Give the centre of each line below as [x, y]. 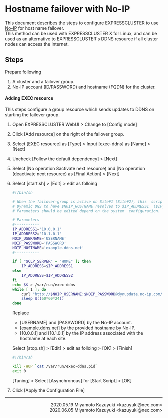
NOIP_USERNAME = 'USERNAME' [39, 238]
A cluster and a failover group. [43, 81]
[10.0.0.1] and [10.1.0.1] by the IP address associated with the [81, 333]
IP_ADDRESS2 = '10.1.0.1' [37, 234]
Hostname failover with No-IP [68, 9]
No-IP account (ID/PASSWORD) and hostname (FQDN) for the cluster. [84, 87]
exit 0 [19, 371]
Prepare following [23, 72]
